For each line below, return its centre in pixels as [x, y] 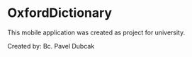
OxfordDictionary [60, 13]
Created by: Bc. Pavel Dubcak [51, 46]
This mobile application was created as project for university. [96, 32]
